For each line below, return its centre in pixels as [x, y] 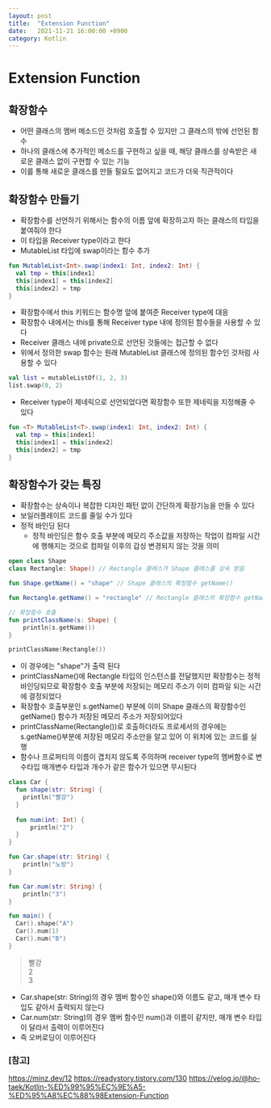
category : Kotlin [38, 38]
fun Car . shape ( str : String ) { [59, 857]
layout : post [30, 16]
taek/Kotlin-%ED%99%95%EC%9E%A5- [77, 1087]
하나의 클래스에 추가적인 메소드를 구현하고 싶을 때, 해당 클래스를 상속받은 [134, 151]
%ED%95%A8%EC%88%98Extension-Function [89, 1096]
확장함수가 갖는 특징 [55, 484]
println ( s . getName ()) [59, 627]
